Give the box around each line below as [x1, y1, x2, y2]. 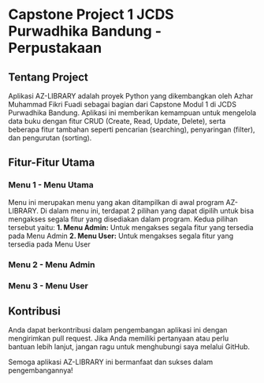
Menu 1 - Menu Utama [8, 180, 94, 191]
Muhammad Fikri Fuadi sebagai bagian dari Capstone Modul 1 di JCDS [8, 100, 236, 109]
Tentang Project [8, 70, 89, 84]
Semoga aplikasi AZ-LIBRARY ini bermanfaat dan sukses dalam [8, 357, 214, 367]
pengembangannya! [8, 366, 73, 375]
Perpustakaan [8, 39, 102, 57]
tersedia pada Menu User [8, 239, 91, 249]
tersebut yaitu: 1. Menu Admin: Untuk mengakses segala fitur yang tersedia [8, 222, 254, 232]
